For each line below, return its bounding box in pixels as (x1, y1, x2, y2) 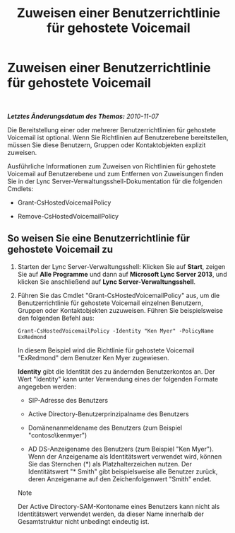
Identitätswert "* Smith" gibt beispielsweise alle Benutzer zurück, (28, 467, 218, 476)
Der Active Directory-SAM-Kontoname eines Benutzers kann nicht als (17, 502, 220, 510)
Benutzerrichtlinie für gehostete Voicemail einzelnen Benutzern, (17, 299, 203, 307)
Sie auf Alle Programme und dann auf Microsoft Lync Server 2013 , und (17, 270, 227, 278)
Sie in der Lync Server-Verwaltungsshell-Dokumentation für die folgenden (7, 177, 223, 185)
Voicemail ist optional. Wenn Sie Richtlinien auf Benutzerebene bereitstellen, (7, 133, 229, 142)
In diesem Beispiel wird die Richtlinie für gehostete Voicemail (17, 345, 195, 355)
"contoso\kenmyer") (28, 430, 88, 440)
